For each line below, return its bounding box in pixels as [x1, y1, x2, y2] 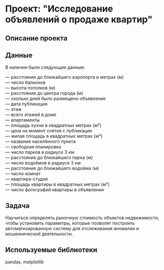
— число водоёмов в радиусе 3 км [5, 160, 81, 166]
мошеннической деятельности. [5, 231, 73, 237]
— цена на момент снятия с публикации [5, 128, 92, 134]
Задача [5, 201, 30, 210]
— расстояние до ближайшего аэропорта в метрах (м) [5, 74, 124, 80]
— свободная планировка [5, 144, 62, 150]
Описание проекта [5, 34, 68, 42]
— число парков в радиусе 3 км [5, 149, 75, 155]
